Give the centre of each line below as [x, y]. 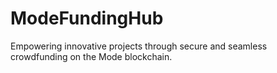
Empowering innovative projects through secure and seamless [139, 46]
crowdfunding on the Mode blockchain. [91, 56]
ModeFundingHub [87, 18]
